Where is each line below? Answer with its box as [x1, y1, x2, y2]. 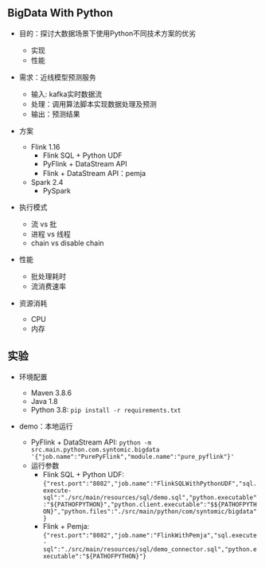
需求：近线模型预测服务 [18, 72, 96, 82]
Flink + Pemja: [42, 521, 90, 531]
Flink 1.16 [30, 142, 60, 151]
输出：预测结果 [30, 109, 80, 119]
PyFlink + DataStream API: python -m [30, 437, 152, 447]
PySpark [42, 186, 71, 195]
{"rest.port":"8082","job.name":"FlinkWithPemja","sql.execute [42, 531, 257, 539]
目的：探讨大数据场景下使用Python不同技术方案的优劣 [18, 28, 197, 38]
